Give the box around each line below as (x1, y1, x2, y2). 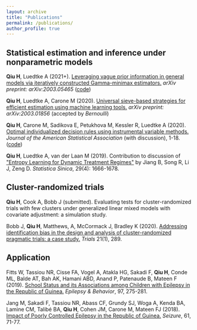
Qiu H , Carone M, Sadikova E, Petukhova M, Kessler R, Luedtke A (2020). (6, 122, 186, 129)
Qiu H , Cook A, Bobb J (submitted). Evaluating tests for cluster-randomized (6, 198, 192, 205)
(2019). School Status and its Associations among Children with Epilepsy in (6, 281, 190, 288)
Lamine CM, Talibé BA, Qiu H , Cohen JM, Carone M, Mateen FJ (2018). (6, 305, 180, 313)
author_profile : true (6, 25, 60, 32)
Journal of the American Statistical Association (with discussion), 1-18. (6, 134, 180, 141)
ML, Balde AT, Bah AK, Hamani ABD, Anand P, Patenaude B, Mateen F (6, 275, 177, 282)
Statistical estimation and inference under (6, 47, 166, 57)
